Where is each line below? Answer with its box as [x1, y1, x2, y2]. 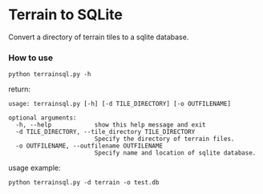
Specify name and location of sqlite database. [94, 149, 257, 157]
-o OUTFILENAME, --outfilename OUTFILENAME [15, 142, 163, 150]
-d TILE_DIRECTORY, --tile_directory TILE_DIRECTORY [15, 128, 196, 136]
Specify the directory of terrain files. [94, 135, 235, 143]
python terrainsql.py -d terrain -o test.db [8, 179, 160, 187]
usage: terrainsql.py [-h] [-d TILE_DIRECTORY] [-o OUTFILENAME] [8, 100, 231, 108]
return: [8, 84, 30, 94]
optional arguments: [8, 114, 78, 122]
